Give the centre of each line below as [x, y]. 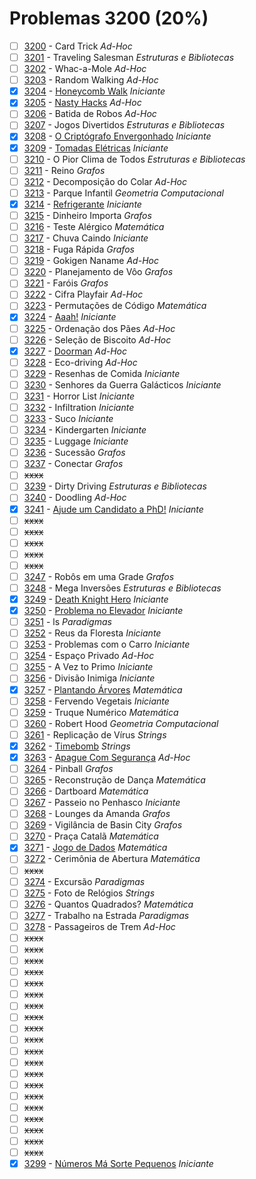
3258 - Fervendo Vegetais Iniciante [96, 701]
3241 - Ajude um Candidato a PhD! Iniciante [113, 509]
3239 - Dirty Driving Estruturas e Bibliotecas [115, 486]
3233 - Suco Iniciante [68, 418]
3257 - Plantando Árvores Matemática [103, 689]
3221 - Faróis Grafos [66, 283]
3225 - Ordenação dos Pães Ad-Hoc [99, 328]
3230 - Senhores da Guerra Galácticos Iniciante [122, 384]
